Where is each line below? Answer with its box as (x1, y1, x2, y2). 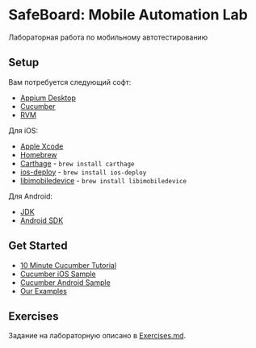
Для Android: (8, 191, 53, 201)
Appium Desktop (19, 93, 77, 103)
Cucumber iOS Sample (19, 269, 97, 279)
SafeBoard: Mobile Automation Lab (8, 6, 248, 24)
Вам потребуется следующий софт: (8, 77, 132, 86)
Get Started (8, 239, 68, 253)
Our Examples (19, 286, 67, 296)
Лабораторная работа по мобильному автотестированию (8, 32, 208, 42)
